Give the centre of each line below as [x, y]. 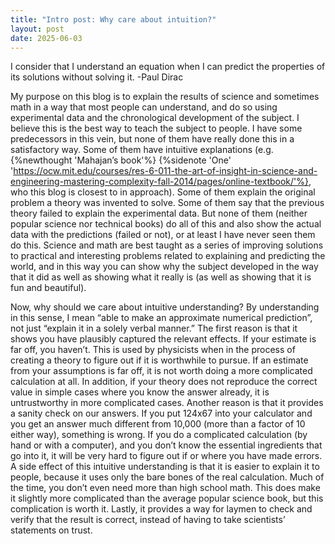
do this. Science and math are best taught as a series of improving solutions [167, 245]
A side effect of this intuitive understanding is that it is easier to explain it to [165, 467]
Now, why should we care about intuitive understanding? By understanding [165, 307]
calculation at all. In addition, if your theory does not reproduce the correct [164, 382]
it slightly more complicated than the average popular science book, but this [167, 498]
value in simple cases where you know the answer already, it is [140, 392]
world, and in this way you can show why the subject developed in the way [164, 267]
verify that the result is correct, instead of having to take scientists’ [148, 520]
